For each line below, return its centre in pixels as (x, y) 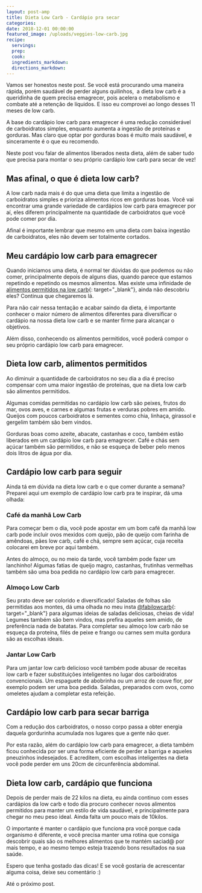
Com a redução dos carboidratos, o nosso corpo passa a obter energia (94, 727)
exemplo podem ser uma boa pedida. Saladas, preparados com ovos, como (100, 687)
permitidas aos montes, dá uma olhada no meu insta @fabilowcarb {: (91, 607)
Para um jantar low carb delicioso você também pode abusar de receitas (96, 667)
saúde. (15, 854)
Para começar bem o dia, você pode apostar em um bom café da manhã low (101, 528)
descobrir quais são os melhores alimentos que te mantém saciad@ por (95, 841)
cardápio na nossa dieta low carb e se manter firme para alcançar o (90, 320)
